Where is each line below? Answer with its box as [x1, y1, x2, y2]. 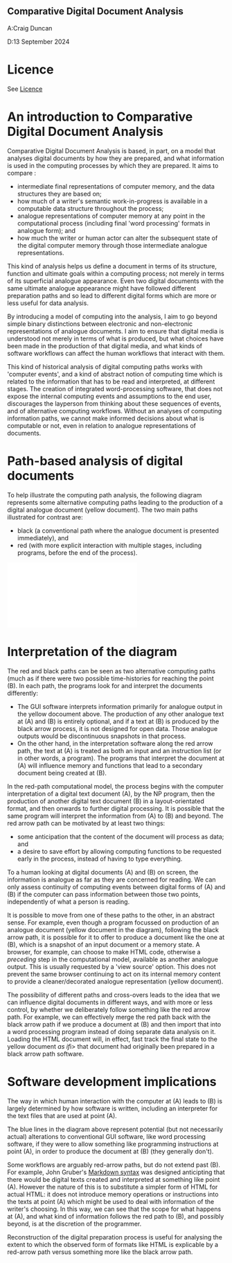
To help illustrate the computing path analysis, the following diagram [7, 490, 202, 499]
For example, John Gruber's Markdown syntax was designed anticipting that [7, 1168, 225, 1176]
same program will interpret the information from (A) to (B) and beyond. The [7, 811, 224, 820]
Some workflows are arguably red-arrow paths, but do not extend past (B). [7, 1160, 220, 1169]
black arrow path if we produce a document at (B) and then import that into [7, 1020, 222, 1029]
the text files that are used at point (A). [7, 1111, 118, 1119]
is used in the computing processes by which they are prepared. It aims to [7, 161, 219, 169]
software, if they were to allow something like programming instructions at [7, 1140, 219, 1148]
